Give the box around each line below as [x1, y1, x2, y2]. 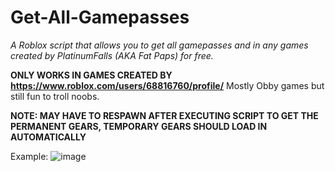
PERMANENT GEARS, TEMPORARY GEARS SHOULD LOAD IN [10, 120, 268, 132]
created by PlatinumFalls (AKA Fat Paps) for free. [10, 49, 214, 61]
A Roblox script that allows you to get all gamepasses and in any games [10, 39, 309, 51]
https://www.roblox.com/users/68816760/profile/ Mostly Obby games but [10, 79, 325, 91]
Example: [10, 150, 49, 162]
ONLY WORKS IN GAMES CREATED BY [10, 69, 173, 81]
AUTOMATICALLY [10, 131, 87, 143]
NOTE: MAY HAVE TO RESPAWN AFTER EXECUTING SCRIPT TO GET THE [10, 109, 319, 121]
